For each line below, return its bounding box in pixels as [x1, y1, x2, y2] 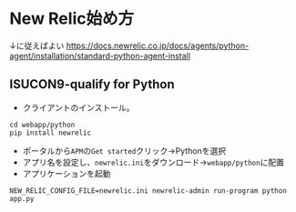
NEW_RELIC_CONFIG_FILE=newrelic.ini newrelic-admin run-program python [9, 186, 287, 196]
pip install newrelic [9, 128, 92, 137]
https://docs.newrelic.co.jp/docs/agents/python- [66, 40, 250, 51]
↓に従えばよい [9, 40, 65, 51]
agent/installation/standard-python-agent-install [9, 50, 191, 61]
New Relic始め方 [9, 8, 135, 29]
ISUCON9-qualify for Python [9, 76, 175, 92]
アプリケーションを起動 [22, 167, 111, 178]
